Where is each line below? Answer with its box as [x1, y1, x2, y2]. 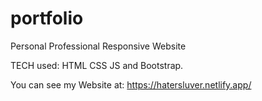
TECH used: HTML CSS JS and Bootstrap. [10, 59, 184, 71]
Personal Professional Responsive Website [10, 40, 187, 52]
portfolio [10, 7, 84, 30]
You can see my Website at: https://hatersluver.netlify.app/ [10, 78, 252, 91]
